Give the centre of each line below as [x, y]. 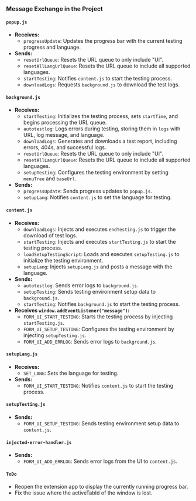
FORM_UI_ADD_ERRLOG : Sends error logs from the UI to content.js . [100, 461]
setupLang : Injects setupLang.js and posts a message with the [98, 267]
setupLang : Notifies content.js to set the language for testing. [97, 197]
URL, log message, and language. [64, 135]
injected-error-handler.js [39, 442]
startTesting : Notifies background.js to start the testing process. [102, 304]
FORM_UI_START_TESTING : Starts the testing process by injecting [98, 317]
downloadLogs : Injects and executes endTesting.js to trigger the [99, 229]
